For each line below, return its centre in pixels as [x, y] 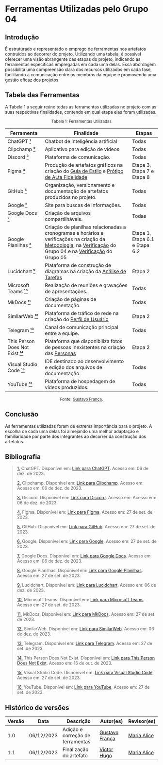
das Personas [60, 353]
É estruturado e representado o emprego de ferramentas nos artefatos [76, 49]
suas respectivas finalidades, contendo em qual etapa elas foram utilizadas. [81, 112]
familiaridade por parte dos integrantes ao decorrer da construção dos [76, 436]
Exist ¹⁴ [16, 353]
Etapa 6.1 [143, 239]
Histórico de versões [37, 707]
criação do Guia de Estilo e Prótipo [84, 171]
